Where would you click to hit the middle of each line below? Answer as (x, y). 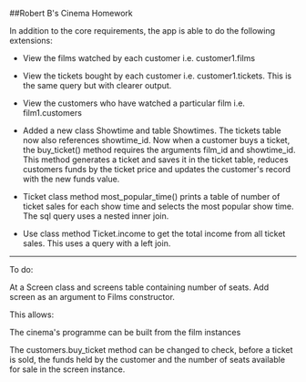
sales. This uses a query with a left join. (97, 243)
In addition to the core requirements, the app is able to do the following (143, 31)
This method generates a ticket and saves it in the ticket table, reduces (155, 160)
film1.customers (52, 113)
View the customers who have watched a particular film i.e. (134, 103)
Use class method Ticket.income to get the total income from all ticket (154, 233)
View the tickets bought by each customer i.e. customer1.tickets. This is (157, 76)
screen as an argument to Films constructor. (92, 297)
